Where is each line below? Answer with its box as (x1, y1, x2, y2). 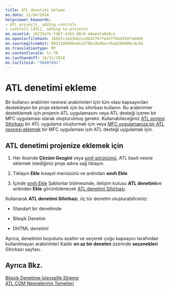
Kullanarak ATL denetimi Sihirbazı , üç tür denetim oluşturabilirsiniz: (5, 196, 148, 202)
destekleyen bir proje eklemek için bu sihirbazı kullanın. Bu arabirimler (5, 105, 153, 111)
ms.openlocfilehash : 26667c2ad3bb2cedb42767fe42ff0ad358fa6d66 (5, 36, 143, 42)
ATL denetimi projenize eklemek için (5, 141, 123, 150)
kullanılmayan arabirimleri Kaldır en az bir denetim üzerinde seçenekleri (5, 241, 158, 247)
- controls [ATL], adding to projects (5, 27, 88, 32)
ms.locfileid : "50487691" (5, 60, 60, 65)
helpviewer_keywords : (5, 17, 52, 22)
